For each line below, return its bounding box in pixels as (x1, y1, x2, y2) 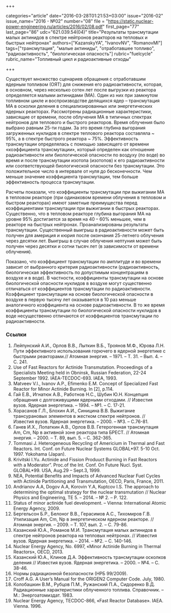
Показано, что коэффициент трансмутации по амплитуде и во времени (6, 258, 161, 265)
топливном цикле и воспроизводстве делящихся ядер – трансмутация (6, 98, 160, 104)
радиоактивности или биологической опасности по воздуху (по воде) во (6, 152, 165, 158)
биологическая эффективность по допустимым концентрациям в (6, 269, 149, 275)
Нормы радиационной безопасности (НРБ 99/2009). (13, 571, 128, 577)
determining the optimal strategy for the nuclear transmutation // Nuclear (13, 489, 166, 496)
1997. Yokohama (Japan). (13, 451, 66, 457)
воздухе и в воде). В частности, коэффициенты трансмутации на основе (6, 275, 164, 281)
